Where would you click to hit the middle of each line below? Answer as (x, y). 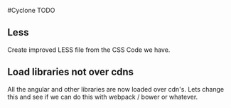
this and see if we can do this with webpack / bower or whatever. (103, 97)
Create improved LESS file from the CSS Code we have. (89, 50)
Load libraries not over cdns (70, 72)
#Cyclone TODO (31, 10)
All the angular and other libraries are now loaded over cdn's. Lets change (116, 89)
